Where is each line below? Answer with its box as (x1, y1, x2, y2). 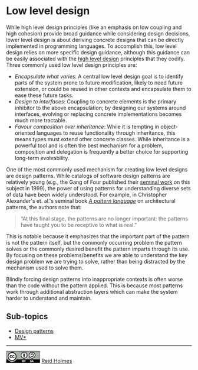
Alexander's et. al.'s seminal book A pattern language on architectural (6, 197, 176, 205)
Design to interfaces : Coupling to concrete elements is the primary (14, 98, 177, 105)
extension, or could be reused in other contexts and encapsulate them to (14, 85, 192, 92)
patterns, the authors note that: (6, 203, 82, 210)
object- (160, 123, 179, 130)
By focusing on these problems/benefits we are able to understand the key (6, 251, 187, 258)
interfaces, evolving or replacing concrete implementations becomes (14, 111, 182, 118)
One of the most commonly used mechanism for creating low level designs (6, 165, 188, 173)
